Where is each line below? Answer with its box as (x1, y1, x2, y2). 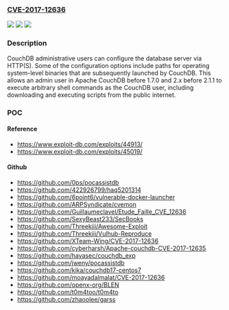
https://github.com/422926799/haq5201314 (16, 186, 142, 194)
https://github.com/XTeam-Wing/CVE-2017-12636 (16, 236, 159, 245)
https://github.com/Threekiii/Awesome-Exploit (16, 222, 148, 230)
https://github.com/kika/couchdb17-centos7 (16, 266, 142, 274)
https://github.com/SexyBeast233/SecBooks (16, 214, 144, 223)
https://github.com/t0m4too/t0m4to (16, 287, 119, 296)
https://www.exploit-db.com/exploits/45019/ (16, 147, 143, 155)
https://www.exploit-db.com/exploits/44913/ (16, 140, 143, 148)
